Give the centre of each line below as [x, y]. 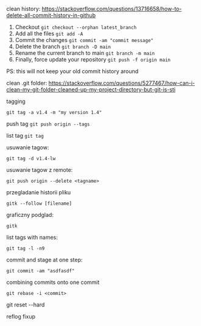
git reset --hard [26, 305]
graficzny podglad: [30, 215]
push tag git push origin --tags [48, 124]
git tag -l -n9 [26, 249]
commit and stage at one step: [44, 260]
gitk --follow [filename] [39, 204]
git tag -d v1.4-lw [31, 158]
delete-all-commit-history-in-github [51, 15]
